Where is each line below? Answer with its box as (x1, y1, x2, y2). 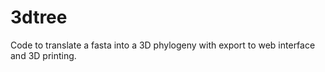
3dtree (10, 6, 68, 29)
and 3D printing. (10, 49, 77, 61)
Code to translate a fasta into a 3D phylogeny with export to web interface (10, 39, 316, 51)
